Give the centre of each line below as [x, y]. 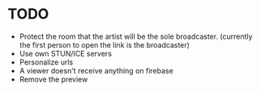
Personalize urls [46, 62]
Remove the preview [53, 79]
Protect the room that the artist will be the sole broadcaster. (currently [136, 36]
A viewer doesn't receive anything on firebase [96, 70]
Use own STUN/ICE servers [66, 53]
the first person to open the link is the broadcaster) [104, 44]
